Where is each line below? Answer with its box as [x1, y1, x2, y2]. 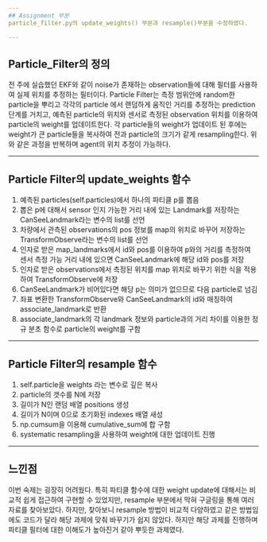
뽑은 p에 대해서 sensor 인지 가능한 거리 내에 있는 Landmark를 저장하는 [19, 205, 240, 215]
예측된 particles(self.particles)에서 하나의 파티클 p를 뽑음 [19, 196, 199, 205]
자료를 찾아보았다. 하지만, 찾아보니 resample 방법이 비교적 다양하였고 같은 [8, 505, 238, 514]
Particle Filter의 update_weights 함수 [8, 172, 192, 186]
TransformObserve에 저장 [34, 275, 118, 285]
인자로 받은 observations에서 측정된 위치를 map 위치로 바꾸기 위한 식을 [19, 265, 242, 274]
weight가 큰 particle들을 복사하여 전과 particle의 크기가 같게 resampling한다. [8, 130, 249, 139]
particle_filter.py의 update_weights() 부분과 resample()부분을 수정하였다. [8, 19, 249, 27]
